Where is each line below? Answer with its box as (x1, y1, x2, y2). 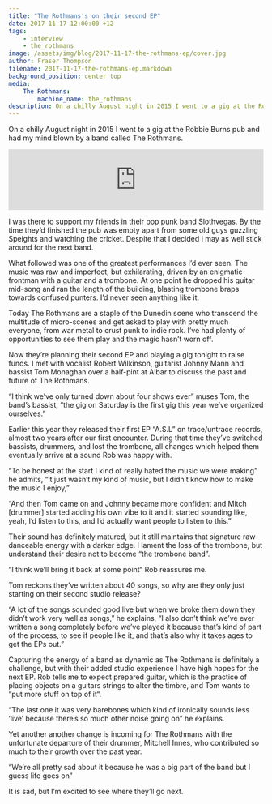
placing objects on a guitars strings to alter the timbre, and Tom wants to (8, 681, 251, 691)
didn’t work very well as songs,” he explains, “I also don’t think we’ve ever (8, 614, 255, 623)
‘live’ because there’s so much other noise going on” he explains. (8, 714, 225, 724)
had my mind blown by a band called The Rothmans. (8, 133, 184, 143)
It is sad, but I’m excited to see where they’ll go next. (8, 787, 184, 797)
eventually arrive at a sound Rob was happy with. (8, 451, 172, 460)
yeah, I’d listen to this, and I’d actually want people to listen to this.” (8, 516, 232, 526)
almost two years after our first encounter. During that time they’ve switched (8, 433, 263, 443)
